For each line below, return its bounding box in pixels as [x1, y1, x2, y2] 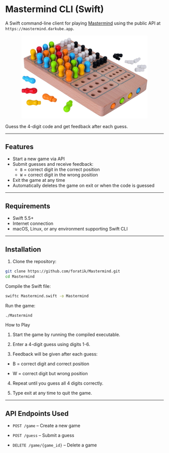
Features [5, 142, 34, 151]
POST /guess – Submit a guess [12, 432, 74, 438]
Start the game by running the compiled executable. [12, 331, 121, 337]
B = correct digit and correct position [12, 361, 90, 367]
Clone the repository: [12, 258, 57, 264]
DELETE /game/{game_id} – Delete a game [12, 442, 97, 448]
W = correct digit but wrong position [12, 371, 88, 377]
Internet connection [12, 220, 54, 226]
